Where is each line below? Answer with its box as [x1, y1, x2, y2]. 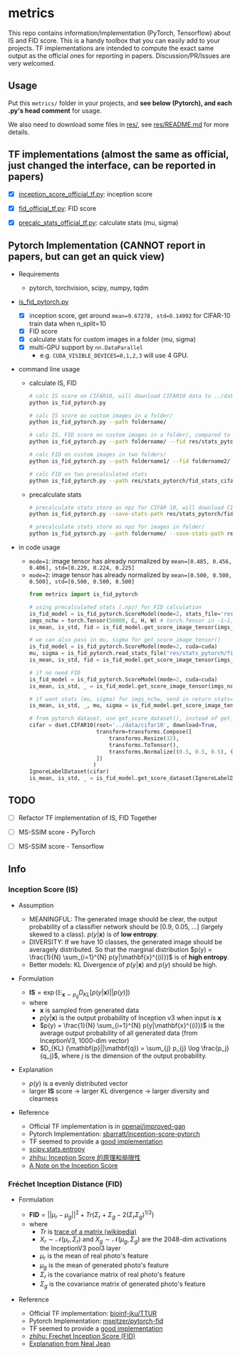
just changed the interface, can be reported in [8, 159, 216, 172]
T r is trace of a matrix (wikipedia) [39, 1227, 137, 1236]
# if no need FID [28, 669, 81, 676]
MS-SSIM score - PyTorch [18, 827, 95, 836]
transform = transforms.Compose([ [95, 729, 192, 736]
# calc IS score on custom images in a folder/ [28, 412, 173, 419]
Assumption [18, 901, 54, 909]
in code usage [18, 543, 61, 551]
